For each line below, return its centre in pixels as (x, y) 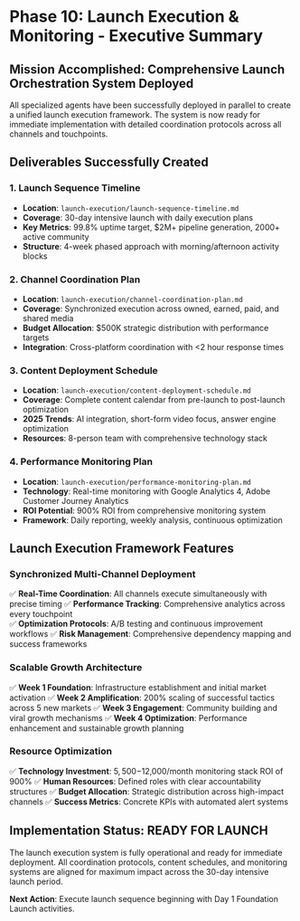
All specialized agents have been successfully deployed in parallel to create (150, 105)
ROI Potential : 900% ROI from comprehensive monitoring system (144, 510)
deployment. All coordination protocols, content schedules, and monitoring (148, 862)
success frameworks (48, 644)
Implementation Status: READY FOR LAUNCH (139, 831)
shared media (48, 318)
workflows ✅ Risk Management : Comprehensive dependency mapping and (150, 634)
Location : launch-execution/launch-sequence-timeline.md (131, 208)
